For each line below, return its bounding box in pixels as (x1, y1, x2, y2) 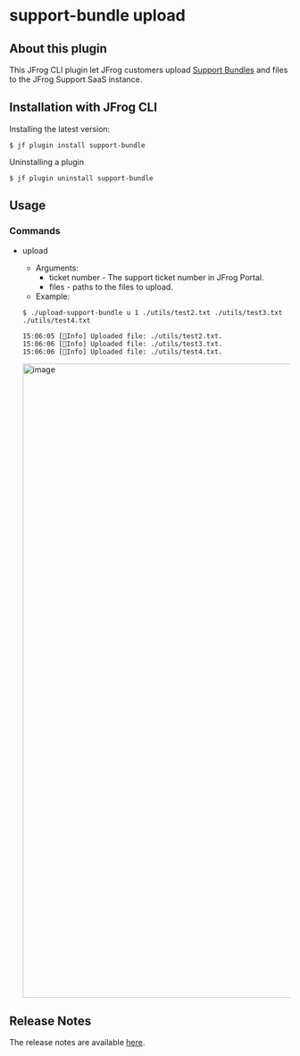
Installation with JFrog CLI (9, 100, 158, 115)
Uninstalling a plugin (9, 156, 85, 167)
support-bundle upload (9, 5, 186, 26)
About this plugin (9, 41, 107, 56)
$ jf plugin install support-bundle (9, 140, 146, 150)
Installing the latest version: (9, 123, 111, 134)
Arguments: (35, 262, 79, 273)
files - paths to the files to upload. (48, 281, 174, 292)
